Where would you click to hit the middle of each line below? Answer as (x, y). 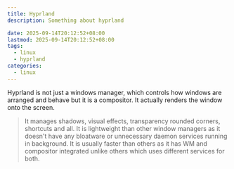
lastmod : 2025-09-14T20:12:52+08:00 (61, 39)
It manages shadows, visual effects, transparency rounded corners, (122, 121)
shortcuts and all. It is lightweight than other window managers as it (122, 128)
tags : (15, 46)
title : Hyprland (31, 14)
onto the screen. (31, 107)
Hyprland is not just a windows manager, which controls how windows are (115, 92)
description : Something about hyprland (66, 20)
